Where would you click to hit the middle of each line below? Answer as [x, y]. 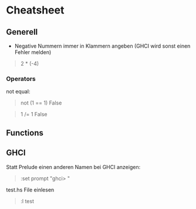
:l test [27, 201]
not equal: [18, 92]
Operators [21, 79]
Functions [25, 133]
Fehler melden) [33, 52]
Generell [22, 32]
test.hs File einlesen [30, 190]
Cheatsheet [35, 10]
